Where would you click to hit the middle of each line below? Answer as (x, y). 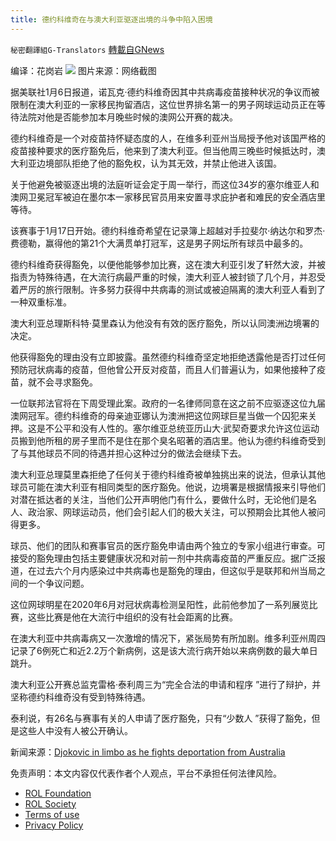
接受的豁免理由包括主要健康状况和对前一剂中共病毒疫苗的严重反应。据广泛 (163, 558)
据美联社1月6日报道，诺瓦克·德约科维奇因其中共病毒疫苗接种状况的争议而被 (165, 92)
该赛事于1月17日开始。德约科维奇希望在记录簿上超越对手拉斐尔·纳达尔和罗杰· (168, 230)
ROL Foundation (58, 793)
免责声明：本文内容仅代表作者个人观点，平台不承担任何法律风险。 (146, 773)
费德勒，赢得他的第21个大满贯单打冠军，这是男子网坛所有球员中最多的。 (159, 243)
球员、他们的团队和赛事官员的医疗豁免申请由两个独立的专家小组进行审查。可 (168, 545)
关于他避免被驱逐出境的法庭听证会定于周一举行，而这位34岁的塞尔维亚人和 (165, 184)
